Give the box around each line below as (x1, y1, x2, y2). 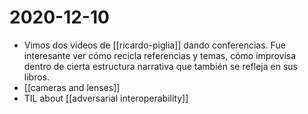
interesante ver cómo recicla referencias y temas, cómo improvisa (23, 49, 297, 61)
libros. (23, 71, 51, 83)
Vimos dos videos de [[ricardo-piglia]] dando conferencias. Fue (23, 39, 286, 51)
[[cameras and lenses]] (23, 81, 121, 93)
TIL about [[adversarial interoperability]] (23, 92, 189, 104)
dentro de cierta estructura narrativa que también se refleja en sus (23, 60, 298, 72)
